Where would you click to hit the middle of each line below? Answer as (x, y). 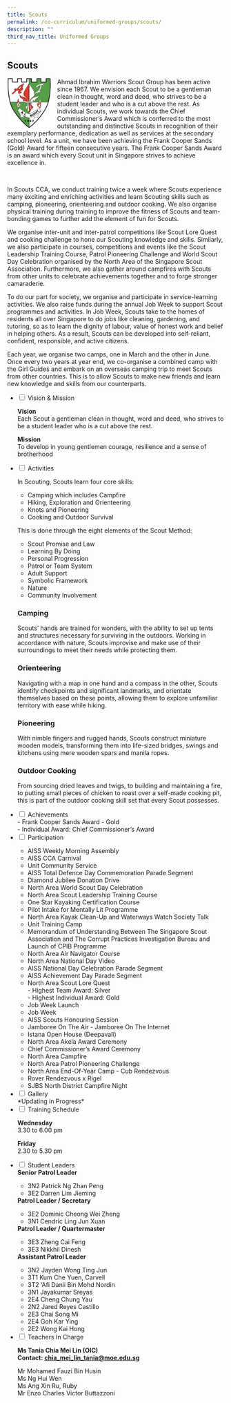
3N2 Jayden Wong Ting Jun (67, 1270)
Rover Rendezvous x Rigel (64, 1078)
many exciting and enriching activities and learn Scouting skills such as (108, 197)
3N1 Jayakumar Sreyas (60, 1292)
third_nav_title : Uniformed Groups (58, 37)
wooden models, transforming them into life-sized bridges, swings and (118, 745)
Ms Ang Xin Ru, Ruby (47, 1386)
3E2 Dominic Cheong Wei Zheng (74, 1214)
